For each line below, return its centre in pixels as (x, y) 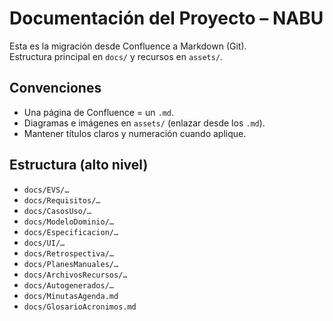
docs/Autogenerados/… (68, 285)
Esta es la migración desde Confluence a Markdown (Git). (128, 46)
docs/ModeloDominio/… (68, 222)
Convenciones (55, 88)
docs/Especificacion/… (71, 232)
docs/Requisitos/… (62, 200)
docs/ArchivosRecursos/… (75, 275)
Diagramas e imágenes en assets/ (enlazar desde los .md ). (144, 123)
